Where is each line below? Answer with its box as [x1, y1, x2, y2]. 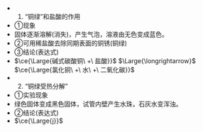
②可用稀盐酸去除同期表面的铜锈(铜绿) [13, 39, 128, 47]
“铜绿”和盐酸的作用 [24, 12, 80, 21]
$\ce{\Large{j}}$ [13, 116, 64, 125]
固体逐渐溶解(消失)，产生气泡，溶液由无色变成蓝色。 [13, 30, 169, 38]
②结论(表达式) [13, 109, 59, 117]
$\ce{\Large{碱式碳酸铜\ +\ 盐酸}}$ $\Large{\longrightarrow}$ [13, 57, 197, 65]
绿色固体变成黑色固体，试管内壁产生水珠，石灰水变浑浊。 [13, 100, 182, 108]
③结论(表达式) [13, 48, 59, 56]
